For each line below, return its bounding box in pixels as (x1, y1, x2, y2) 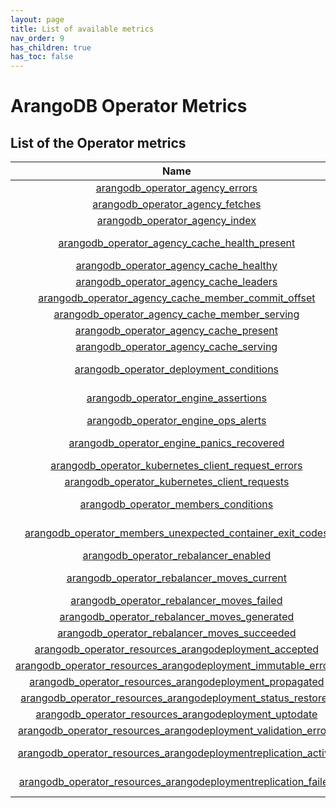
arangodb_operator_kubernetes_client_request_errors (50, 459, 303, 473)
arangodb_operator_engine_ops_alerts (86, 414, 267, 428)
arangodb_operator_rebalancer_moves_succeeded (57, 626, 297, 640)
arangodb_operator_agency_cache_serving (75, 340, 278, 354)
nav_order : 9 (10, 33, 65, 43)
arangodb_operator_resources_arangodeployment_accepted (34, 642, 320, 656)
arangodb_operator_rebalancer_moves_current (66, 571, 288, 585)
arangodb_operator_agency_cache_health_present (58, 236, 296, 250)
